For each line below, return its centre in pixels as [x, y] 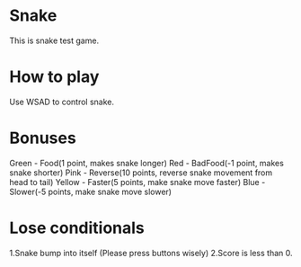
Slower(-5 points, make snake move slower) [91, 191]
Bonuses [43, 138]
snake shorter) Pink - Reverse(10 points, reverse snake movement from [141, 173]
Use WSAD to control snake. [62, 102]
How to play [54, 77]
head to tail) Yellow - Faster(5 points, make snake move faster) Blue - [137, 182]
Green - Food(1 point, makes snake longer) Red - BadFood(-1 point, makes [147, 163]
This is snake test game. [54, 40]
